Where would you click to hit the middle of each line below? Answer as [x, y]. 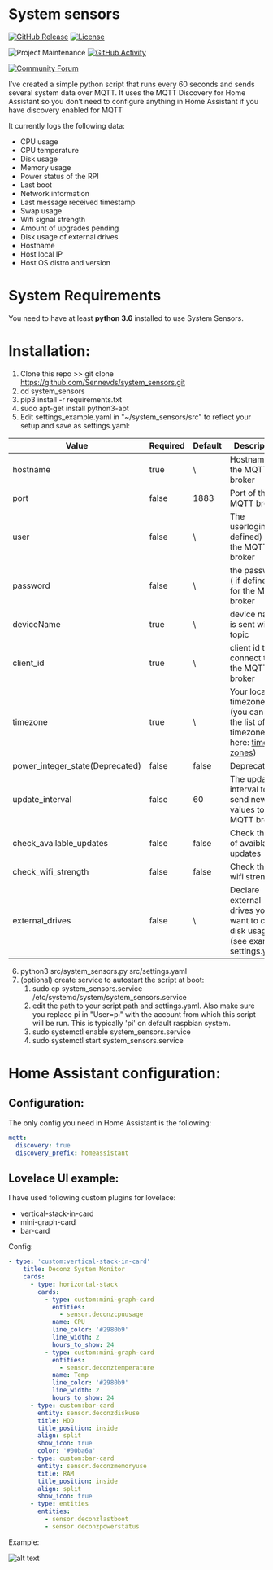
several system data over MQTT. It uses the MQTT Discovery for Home [127, 92]
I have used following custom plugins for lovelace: [92, 1198]
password [31, 585]
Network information [55, 193]
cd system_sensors [52, 391]
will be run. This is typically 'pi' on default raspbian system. [132, 1023]
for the [243, 590]
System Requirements [84, 296]
